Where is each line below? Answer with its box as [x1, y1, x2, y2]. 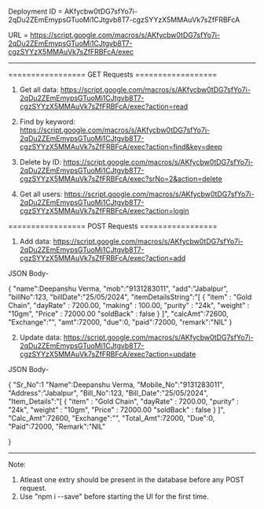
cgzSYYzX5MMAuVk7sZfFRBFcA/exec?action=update [19, 350, 196, 359]
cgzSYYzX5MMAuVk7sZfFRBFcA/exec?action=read [19, 102, 189, 111]
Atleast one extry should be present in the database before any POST [19, 475, 245, 484]
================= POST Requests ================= [8, 221, 218, 231]
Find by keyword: [19, 117, 76, 126]
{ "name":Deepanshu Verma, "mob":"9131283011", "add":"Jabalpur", [8, 284, 229, 293]
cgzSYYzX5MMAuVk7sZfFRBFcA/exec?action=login [19, 206, 189, 215]
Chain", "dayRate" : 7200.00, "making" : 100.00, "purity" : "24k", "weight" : [8, 301, 250, 310]
